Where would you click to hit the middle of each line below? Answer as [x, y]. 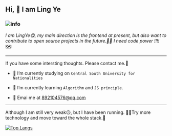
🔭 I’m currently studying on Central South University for [74, 73]
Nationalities [28, 78]
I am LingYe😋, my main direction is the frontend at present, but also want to [86, 35]
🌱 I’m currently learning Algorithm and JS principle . [68, 87]
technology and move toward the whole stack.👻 [56, 118]
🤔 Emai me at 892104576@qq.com [49, 98]
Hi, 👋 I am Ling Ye [33, 9]
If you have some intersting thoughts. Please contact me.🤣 [67, 63]
